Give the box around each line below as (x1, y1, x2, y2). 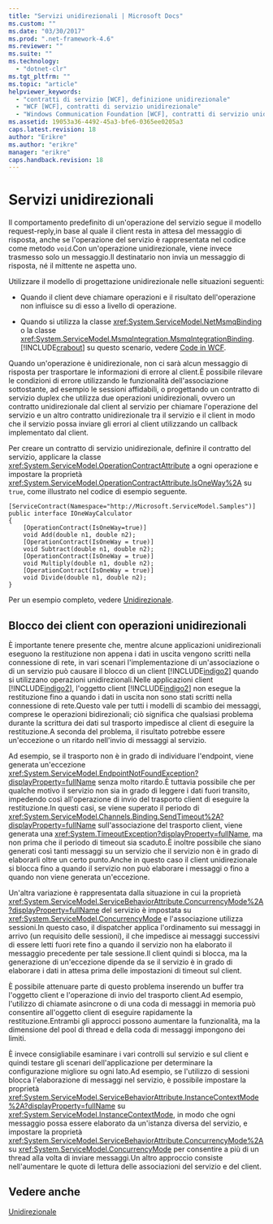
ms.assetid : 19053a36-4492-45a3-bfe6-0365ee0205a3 (8, 118, 184, 126)
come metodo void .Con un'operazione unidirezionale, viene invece (8, 243, 232, 253)
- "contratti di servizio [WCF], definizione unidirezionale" (15, 95, 231, 103)
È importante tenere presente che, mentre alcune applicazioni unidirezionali (8, 640, 262, 649)
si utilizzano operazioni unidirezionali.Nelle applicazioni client (8, 675, 214, 684)
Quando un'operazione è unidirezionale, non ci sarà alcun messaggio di (8, 359, 249, 369)
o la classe (19, 326, 57, 335)
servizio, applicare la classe (8, 452, 102, 462)
